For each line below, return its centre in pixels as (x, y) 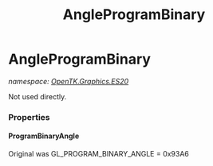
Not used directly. (37, 96)
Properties (29, 117)
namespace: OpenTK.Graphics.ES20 (69, 81)
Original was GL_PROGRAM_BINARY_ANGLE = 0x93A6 (99, 154)
